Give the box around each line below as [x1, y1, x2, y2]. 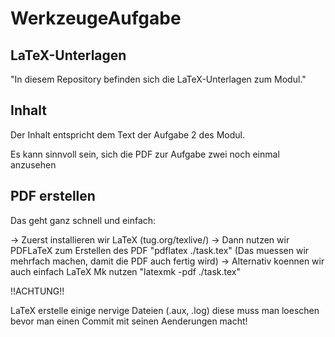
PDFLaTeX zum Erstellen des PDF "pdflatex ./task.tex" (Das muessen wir [10, 244, 310, 256]
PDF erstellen [10, 188, 96, 205]
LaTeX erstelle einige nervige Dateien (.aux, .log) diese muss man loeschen [10, 304, 320, 316]
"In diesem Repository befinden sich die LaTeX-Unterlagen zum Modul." [10, 73, 307, 85]
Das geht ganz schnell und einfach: [10, 214, 157, 226]
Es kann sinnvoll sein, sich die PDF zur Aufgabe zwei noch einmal [10, 148, 280, 160]
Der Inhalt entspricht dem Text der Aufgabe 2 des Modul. [10, 128, 245, 141]
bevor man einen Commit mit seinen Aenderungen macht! [10, 315, 248, 327]
